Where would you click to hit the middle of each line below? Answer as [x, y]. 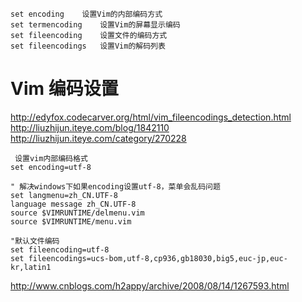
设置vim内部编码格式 [51, 158]
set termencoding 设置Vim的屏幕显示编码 [95, 25]
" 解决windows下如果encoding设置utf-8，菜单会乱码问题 [115, 186]
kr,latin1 [31, 267]
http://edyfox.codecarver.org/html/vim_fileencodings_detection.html [151, 117]
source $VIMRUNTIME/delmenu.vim [77, 213]
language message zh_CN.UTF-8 [73, 204]
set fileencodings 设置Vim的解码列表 [88, 46]
